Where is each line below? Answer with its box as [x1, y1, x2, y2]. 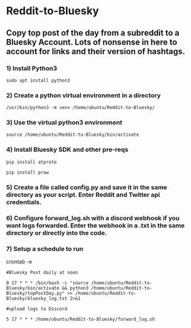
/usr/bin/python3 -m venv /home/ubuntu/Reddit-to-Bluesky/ [6, 105, 155, 111]
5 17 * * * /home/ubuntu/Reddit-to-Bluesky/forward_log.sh [6, 316, 155, 322]
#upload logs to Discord [6, 305, 68, 312]
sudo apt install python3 [6, 77, 70, 84]
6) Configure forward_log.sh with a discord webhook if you [6, 214, 180, 222]
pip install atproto [6, 159, 58, 165]
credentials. [6, 198, 42, 206]
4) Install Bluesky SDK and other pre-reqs [6, 145, 129, 154]
